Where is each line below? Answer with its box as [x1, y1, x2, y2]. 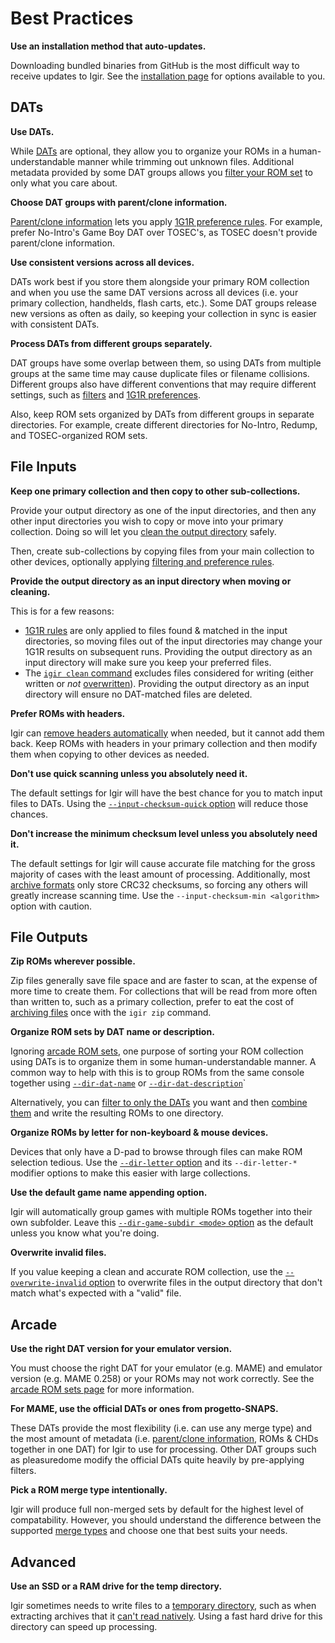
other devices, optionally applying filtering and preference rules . [10, 555, 275, 567]
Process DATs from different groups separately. [10, 337, 213, 349]
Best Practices [10, 7, 134, 30]
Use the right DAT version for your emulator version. [10, 1343, 233, 1355]
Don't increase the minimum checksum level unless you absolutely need [10, 827, 318, 839]
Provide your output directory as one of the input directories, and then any [10, 504, 317, 516]
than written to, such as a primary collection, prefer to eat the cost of [10, 996, 295, 1008]
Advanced [10, 1553, 77, 1571]
